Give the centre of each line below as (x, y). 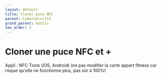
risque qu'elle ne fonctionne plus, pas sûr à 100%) (56, 71)
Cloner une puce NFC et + (58, 52)
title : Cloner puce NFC (29, 14)
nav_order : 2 (18, 28)
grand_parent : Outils (27, 23)
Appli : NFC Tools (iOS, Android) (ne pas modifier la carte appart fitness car (81, 65)
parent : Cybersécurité (28, 19)
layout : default (21, 10)
